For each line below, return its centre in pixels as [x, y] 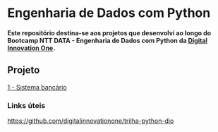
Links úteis [26, 105]
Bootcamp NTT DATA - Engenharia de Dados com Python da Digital [108, 40]
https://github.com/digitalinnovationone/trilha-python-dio [91, 121]
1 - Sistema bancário [37, 87]
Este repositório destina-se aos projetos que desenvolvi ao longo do [109, 32]
